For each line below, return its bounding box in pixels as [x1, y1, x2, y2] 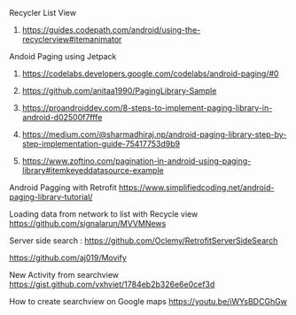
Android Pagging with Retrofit [9, 182, 117, 193]
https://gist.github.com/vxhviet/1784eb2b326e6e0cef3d [9, 279, 215, 289]
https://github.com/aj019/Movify [9, 252, 127, 263]
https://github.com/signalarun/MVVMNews [9, 219, 167, 228]
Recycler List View [9, 8, 77, 18]
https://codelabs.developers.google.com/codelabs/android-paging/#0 [21, 68, 279, 79]
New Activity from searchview [9, 270, 120, 280]
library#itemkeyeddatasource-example [21, 165, 164, 175]
